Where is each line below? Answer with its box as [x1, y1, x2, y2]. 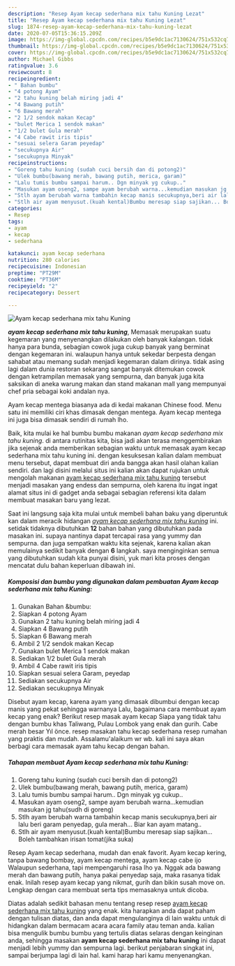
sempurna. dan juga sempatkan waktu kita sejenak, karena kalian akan [8, 539, 211, 548]
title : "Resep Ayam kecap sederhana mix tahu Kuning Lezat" [8, 17, 187, 24]
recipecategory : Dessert [8, 289, 80, 296]
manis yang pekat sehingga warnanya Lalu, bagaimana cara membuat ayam [8, 705, 227, 713]
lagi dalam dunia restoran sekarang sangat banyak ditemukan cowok [8, 365, 205, 374]
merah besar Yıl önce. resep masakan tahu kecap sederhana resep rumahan [8, 727, 227, 736]
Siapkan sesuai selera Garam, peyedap [17, 669, 130, 678]
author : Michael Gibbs [8, 56, 74, 63]
